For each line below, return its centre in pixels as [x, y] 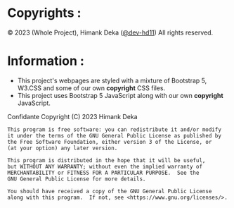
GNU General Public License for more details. [77, 179]
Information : [46, 61]
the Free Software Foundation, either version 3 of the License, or [110, 142]
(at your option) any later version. [63, 148]
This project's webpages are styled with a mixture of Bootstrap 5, [112, 80]
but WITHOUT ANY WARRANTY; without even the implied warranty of [105, 166]
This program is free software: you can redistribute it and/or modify [114, 129]
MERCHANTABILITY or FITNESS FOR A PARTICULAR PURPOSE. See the [103, 173]
